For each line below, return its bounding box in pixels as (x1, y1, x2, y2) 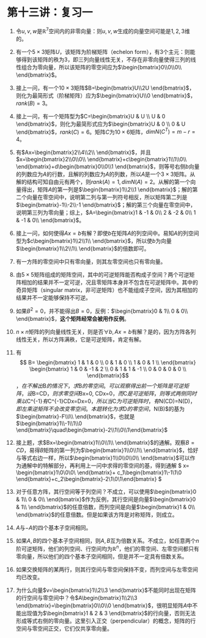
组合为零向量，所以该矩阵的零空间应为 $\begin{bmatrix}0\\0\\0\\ (21, 63, 182, 71)
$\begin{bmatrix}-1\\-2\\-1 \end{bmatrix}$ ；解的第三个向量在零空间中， (15, 201, 196, 209)
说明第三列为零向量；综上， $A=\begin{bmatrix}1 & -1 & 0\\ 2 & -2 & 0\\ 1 (15, 209, 196, 217)
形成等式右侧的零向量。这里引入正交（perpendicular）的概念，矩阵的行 (15, 617, 196, 625)
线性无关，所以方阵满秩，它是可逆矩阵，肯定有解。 (15, 336, 145, 343)
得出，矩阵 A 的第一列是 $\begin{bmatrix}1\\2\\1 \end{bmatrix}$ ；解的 (21, 186, 193, 193)
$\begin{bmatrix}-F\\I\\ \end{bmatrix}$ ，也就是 (15, 412, 135, 420)
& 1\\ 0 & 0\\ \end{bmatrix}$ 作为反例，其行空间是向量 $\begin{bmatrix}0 (15, 495, 196, 503)
